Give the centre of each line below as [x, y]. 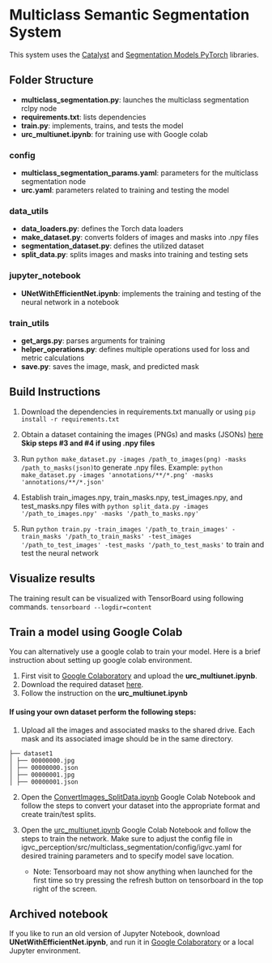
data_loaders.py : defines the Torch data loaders [102, 229]
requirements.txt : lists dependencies [83, 117]
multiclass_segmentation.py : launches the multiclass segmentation [135, 100]
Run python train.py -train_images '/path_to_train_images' [125, 528]
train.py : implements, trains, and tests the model [102, 125]
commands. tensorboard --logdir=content [81, 607]
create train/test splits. [58, 814]
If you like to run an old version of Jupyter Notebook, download [115, 934]
